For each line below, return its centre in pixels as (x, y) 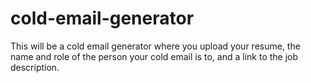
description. (35, 67)
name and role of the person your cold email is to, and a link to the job (154, 56)
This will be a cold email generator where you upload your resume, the (155, 46)
